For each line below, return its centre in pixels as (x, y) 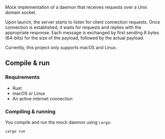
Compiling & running (30, 111)
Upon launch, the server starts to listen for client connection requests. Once (82, 22)
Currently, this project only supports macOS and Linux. (61, 47)
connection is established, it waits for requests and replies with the (73, 27)
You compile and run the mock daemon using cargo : (58, 122)
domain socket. (21, 12)
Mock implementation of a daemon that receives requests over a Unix (76, 7)
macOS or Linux (29, 93)
